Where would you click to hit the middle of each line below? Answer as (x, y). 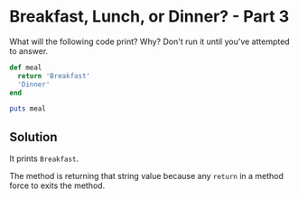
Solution (33, 137)
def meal (26, 67)
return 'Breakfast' (54, 76)
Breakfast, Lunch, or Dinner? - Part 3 (149, 17)
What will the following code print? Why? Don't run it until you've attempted (150, 41)
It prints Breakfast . (44, 158)
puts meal (28, 109)
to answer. (29, 50)
